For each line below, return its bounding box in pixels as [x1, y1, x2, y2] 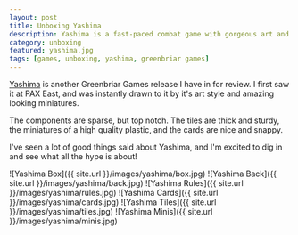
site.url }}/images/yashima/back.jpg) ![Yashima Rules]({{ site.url [9, 178, 244, 188]
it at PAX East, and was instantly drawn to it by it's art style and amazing [9, 88, 275, 99]
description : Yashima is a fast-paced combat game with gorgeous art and [9, 29, 290, 38]
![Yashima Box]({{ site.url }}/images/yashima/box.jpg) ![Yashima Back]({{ [9, 168, 277, 179]
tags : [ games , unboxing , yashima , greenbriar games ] [9, 54, 210, 63]
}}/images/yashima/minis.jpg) [9, 215, 118, 226]
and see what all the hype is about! [9, 151, 137, 161]
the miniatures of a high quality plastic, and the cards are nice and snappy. [9, 125, 284, 134]
